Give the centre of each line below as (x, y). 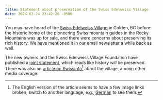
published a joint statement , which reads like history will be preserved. (75, 62)
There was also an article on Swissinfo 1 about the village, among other (75, 68)
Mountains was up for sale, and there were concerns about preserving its (78, 38)
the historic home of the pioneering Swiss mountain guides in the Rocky (77, 33)
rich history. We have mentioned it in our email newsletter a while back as (78, 43)
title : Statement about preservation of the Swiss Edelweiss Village (77, 9)
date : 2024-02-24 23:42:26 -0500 (39, 14)
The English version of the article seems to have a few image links (78, 87)
